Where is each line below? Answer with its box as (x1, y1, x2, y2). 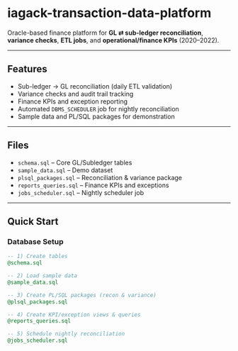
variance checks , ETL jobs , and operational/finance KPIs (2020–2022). (7, 35, 220, 44)
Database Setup (7, 236, 64, 246)
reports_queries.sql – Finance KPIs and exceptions (17, 181, 169, 189)
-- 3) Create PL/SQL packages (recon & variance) (7, 291, 157, 299)
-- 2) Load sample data (7, 272, 78, 279)
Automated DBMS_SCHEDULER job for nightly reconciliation (17, 104, 179, 113)
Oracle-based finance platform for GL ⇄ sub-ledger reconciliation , (7, 28, 203, 37)
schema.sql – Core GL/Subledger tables (17, 158, 132, 167)
